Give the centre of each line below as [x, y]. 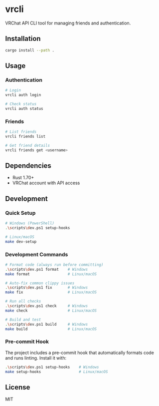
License [18, 387]
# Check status [21, 104]
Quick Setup [20, 213]
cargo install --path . [30, 50]
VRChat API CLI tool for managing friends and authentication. [68, 23]
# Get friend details [28, 145]
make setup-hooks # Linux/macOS [57, 372]
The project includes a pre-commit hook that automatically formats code [80, 353]
